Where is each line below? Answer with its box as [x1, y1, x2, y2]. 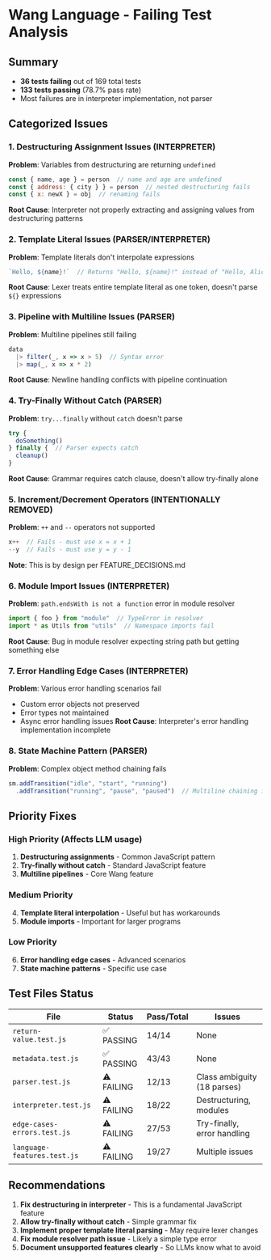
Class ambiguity [196, 1071, 257, 1082]
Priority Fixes [8, 809, 77, 822]
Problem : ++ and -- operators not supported [8, 522, 156, 532]
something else [8, 645, 60, 655]
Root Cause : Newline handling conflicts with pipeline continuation [8, 374, 227, 385]
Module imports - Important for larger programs [19, 916, 181, 926]
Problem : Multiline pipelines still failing [8, 329, 137, 339]
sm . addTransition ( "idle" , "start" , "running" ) [8, 779, 168, 788]
